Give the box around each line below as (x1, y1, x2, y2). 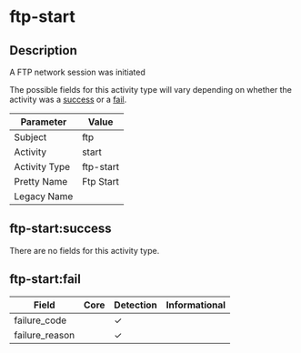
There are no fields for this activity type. (9, 245, 160, 256)
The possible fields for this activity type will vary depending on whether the (9, 85, 293, 95)
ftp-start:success (9, 221, 112, 237)
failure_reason (14, 328, 75, 341)
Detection (113, 298, 157, 311)
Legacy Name (14, 190, 74, 202)
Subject (14, 131, 47, 143)
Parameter (20, 116, 67, 128)
